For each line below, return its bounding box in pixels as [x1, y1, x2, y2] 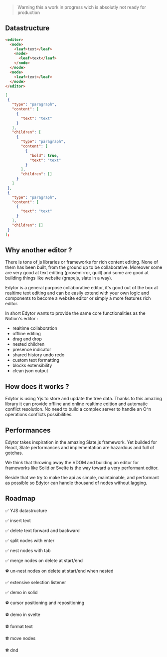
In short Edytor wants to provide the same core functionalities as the [5, 310, 146, 316]
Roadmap [5, 494, 36, 503]
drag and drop [12, 336, 42, 342]
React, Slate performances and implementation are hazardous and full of [5, 445, 155, 450]
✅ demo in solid [5, 589, 38, 595]
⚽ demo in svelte [5, 612, 41, 618]
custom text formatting [12, 357, 60, 363]
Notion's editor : [5, 316, 38, 322]
